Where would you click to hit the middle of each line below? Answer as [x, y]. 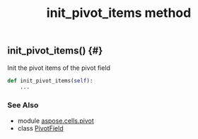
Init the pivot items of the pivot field [59, 68]
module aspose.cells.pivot [56, 121]
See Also [23, 105]
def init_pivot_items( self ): [50, 80]
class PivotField [40, 128]
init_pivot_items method [119, 13]
